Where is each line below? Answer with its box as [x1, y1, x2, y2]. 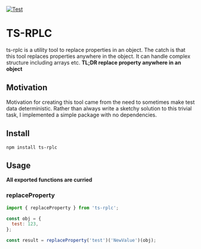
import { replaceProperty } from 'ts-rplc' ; [6, 205, 119, 211]
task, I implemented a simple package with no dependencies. [6, 111, 157, 118]
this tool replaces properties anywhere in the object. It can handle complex [6, 53, 191, 60]
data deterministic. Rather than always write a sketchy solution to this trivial [6, 104, 192, 112]
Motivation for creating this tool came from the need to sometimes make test [6, 99, 195, 106]
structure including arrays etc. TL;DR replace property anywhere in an [6, 59, 181, 66]
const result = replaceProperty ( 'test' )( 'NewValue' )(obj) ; [6, 238, 157, 244]
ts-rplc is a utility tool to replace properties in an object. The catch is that [6, 46, 185, 53]
